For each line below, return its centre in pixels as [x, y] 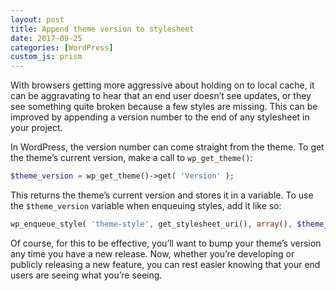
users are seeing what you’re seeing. [86, 275]
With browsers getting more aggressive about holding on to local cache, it [162, 85]
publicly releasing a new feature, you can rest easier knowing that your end [165, 264]
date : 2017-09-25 [46, 38]
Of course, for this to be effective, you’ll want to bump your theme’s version [166, 243]
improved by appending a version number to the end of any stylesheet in [160, 117]
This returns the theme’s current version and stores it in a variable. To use [162, 195]
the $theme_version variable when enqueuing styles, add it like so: [146, 205]
